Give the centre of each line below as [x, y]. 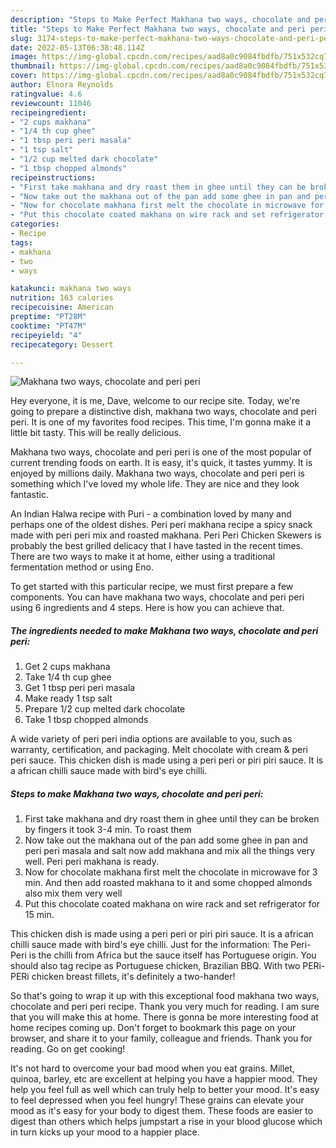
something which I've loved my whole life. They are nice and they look [155, 484]
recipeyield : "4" [46, 335]
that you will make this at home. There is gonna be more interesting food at [164, 1017]
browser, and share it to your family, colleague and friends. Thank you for [161, 1038]
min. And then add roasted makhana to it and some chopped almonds [168, 883]
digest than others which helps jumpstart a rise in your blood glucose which [166, 1122]
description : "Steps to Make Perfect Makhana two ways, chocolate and [160, 19]
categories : [35, 224]
